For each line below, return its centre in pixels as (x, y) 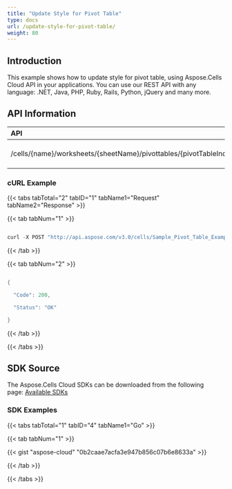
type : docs (23, 20)
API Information (42, 114)
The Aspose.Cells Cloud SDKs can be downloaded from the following (106, 385)
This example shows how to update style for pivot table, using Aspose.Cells (115, 77)
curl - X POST (26, 238)
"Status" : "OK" (35, 307)
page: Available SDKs (38, 392)
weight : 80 (23, 33)
